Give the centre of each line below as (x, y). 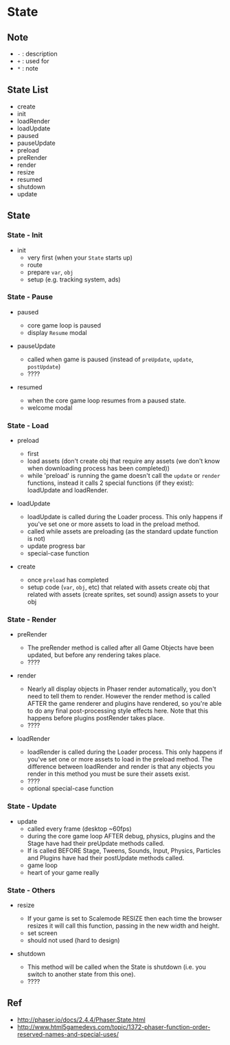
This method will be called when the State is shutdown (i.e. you (117, 967)
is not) (36, 539)
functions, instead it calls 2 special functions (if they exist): (111, 483)
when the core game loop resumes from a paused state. (107, 400)
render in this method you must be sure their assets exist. (108, 774)
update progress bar (56, 546)
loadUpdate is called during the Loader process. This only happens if (125, 517)
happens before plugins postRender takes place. (96, 718)
